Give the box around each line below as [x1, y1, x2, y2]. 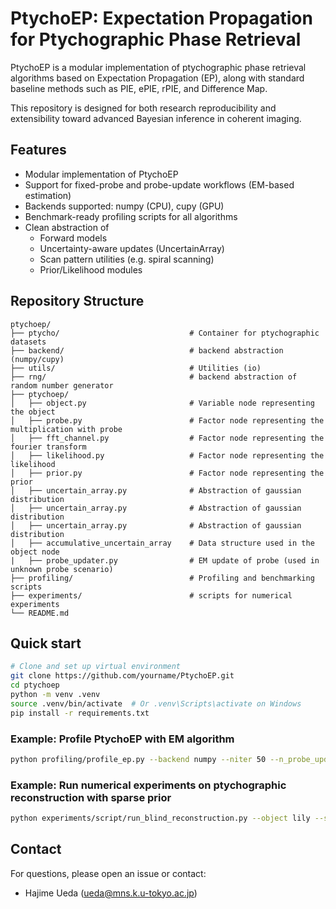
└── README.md [10, 608, 70, 618]
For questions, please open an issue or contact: [10, 867, 207, 879]
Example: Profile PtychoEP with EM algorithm [10, 732, 235, 746]
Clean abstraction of [24, 221, 110, 233]
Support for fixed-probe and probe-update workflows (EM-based [24, 178, 295, 191]
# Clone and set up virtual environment [10, 662, 182, 672]
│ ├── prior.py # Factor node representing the [10, 468, 325, 478]
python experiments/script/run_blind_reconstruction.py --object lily [10, 813, 311, 824]
